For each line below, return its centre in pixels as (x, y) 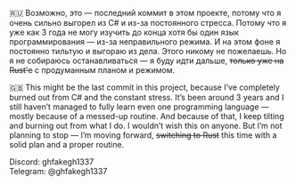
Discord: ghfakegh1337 (52, 162)
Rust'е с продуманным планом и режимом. (92, 70)
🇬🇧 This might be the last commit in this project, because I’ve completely (145, 87)
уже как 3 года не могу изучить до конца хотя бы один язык (124, 32)
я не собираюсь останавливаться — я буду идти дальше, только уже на (147, 60)
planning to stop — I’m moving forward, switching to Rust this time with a (143, 135)
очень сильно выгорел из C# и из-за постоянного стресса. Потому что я (148, 23)
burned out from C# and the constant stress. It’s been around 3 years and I (147, 97)
